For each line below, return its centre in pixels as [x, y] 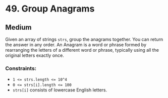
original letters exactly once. [35, 55]
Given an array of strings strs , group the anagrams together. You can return [84, 39]
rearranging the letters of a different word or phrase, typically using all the [82, 50]
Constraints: [21, 68]
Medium [18, 27]
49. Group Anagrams [50, 9]
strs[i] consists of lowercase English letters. [60, 90]
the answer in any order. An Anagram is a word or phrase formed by [76, 45]
